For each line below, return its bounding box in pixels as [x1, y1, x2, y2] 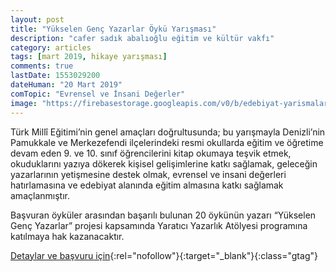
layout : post [10, 14, 65, 25]
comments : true [10, 61, 74, 71]
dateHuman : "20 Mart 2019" [10, 80, 123, 90]
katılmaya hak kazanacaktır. [10, 230, 125, 242]
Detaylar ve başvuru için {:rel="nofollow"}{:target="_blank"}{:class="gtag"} [10, 249, 318, 261]
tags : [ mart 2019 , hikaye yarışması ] [10, 52, 168, 62]
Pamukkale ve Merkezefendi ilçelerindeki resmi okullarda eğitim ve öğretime [10, 136, 324, 148]
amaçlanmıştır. [10, 189, 70, 201]
